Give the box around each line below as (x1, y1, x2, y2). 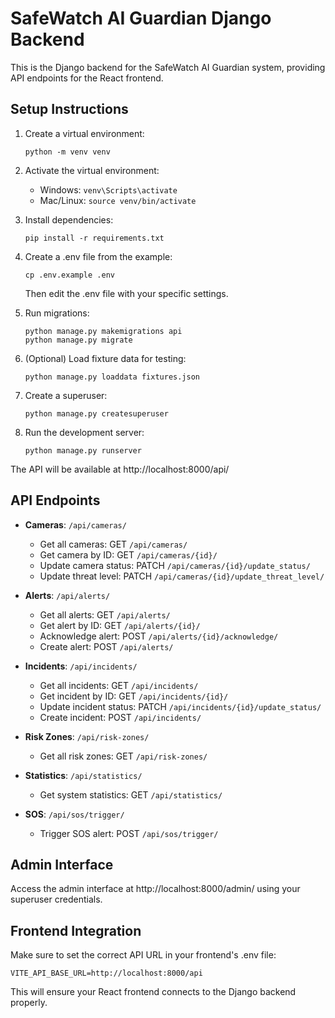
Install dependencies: (24, 213, 114, 226)
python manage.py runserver (24, 445, 142, 456)
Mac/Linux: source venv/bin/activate (39, 194, 197, 206)
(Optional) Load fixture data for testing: (24, 352, 187, 364)
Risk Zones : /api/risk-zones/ (24, 730, 150, 742)
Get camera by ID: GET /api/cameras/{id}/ (39, 548, 218, 561)
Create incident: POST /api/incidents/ (39, 711, 202, 723)
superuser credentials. (10, 893, 103, 906)
